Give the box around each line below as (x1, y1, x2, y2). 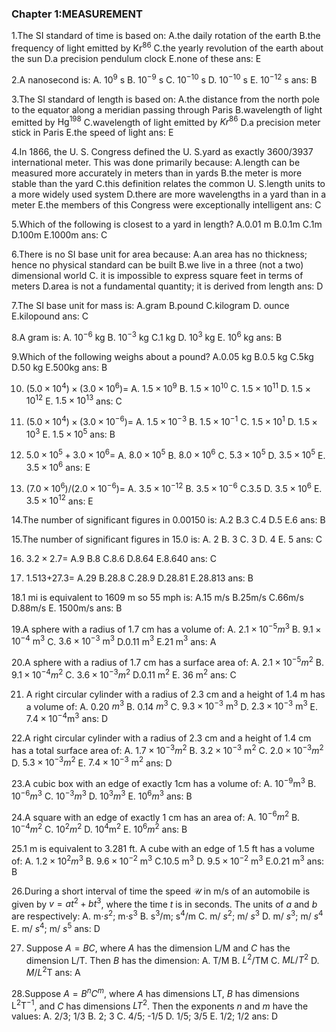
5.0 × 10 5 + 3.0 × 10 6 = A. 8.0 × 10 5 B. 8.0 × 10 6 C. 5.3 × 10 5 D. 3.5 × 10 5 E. (25, 447, 326, 461)
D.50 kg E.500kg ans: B (11, 361, 108, 373)
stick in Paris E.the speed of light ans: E (11, 127, 174, 139)
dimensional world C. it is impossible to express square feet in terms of (11, 270, 304, 282)
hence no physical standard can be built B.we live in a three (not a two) (11, 259, 304, 271)
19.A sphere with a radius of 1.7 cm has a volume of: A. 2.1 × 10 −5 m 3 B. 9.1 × (11, 622, 322, 635)
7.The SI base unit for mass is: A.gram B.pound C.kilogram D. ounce (11, 300, 290, 312)
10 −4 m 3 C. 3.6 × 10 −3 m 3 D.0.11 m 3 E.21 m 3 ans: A (11, 633, 217, 647)
